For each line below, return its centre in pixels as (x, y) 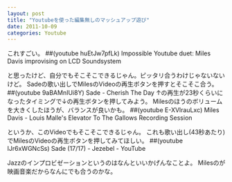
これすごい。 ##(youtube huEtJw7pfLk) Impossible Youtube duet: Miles (109, 53)
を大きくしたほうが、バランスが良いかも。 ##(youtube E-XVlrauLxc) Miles (113, 110)
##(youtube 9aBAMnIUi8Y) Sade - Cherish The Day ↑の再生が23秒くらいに (115, 93)
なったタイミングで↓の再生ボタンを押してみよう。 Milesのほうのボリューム (115, 102)
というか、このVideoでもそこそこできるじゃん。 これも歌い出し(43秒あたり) (116, 132)
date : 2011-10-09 (32, 26)
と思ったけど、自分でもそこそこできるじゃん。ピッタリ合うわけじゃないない (116, 75)
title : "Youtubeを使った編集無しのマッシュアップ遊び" (79, 20)
